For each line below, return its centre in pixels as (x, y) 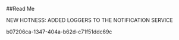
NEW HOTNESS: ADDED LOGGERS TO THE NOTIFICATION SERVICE (90, 20)
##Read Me (21, 9)
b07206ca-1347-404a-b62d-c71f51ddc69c (59, 32)
